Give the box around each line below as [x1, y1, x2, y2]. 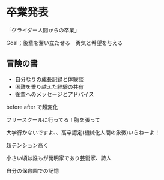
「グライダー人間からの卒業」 [6, 26, 80, 34]
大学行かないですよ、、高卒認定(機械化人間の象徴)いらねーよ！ [6, 128, 160, 136]
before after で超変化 [6, 103, 58, 110]
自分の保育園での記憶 [6, 167, 59, 174]
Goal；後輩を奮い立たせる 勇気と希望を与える [6, 39, 123, 46]
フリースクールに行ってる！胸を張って [6, 116, 100, 123]
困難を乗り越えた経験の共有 [14, 83, 84, 90]
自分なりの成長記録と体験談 [14, 76, 84, 83]
